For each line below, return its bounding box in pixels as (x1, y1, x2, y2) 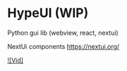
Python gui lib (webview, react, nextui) (7, 28, 119, 37)
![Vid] (7, 55, 23, 65)
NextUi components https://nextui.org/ (7, 42, 120, 50)
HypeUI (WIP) (7, 5, 89, 21)
